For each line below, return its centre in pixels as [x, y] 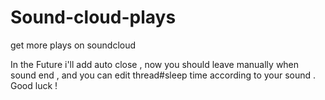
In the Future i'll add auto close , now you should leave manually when [155, 64]
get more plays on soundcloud [73, 45]
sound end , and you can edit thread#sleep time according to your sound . [163, 75]
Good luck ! [34, 85]
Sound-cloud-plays [93, 17]
